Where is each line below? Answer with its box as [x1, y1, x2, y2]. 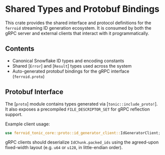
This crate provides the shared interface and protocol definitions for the [5, 20, 152, 26]
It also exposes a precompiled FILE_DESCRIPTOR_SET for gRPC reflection [5, 106, 150, 112]
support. [5, 111, 23, 117]
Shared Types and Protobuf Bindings [5, 3, 160, 15]
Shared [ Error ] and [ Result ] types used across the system [12, 63, 132, 69]
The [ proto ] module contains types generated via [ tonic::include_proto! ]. [5, 101, 158, 107]
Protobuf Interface [5, 88, 63, 96]
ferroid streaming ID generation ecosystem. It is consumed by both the [5, 25, 152, 31]
